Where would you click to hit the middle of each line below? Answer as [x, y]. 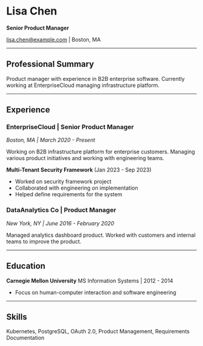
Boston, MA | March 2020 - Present [51, 140]
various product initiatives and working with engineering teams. [85, 158]
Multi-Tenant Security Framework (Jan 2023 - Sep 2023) [79, 170]
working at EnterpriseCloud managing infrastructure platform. [83, 85]
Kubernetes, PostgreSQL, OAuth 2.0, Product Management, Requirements [98, 332]
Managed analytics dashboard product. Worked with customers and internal [101, 235]
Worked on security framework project [63, 182]
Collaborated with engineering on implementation [76, 188]
